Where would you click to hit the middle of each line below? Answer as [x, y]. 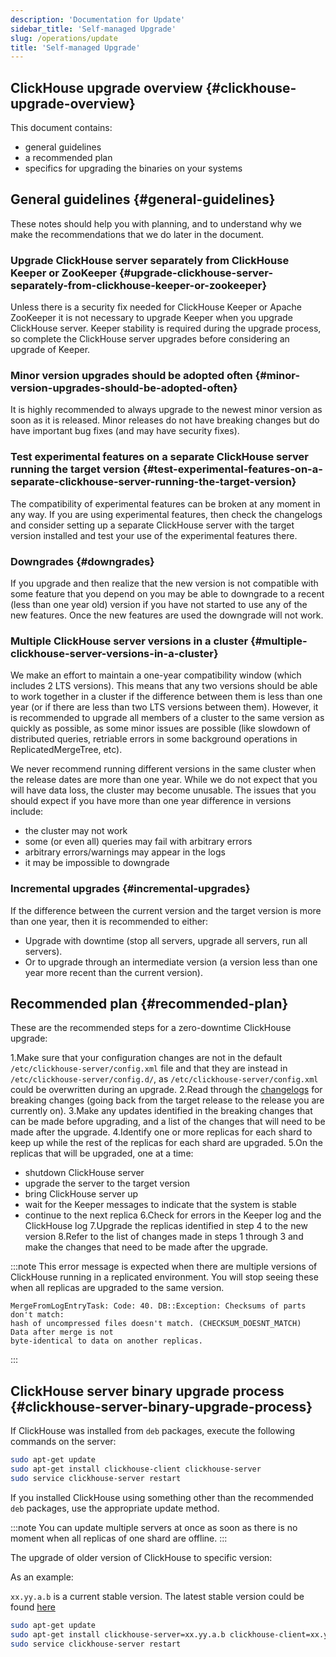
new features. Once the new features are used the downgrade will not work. [167, 615]
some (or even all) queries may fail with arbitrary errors [138, 842]
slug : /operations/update [64, 38]
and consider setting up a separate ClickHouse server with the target [152, 525]
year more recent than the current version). [113, 972]
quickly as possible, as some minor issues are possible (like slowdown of [161, 728]
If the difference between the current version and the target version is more [166, 910]
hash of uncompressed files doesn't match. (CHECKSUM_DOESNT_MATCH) [156, 1324]
